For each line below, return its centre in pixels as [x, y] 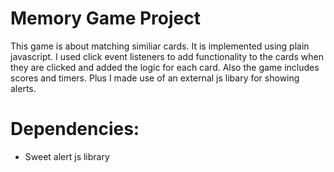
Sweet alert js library [67, 156]
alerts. [23, 88]
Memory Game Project [105, 18]
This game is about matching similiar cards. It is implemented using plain [160, 46]
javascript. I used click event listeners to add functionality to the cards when [167, 56]
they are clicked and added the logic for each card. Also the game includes [165, 67]
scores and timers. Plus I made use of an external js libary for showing [155, 78]
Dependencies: [75, 129]
